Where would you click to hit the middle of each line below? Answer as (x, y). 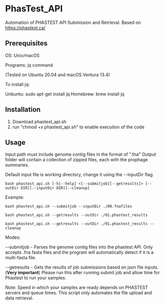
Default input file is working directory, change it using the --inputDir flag (79, 175)
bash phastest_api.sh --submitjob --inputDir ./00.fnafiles (69, 206)
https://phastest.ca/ (25, 27)
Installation (23, 110)
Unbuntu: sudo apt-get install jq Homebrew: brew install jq (65, 94)
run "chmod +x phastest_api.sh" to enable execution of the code (78, 127)
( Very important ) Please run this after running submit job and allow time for (82, 273)
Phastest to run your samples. (36, 278)
